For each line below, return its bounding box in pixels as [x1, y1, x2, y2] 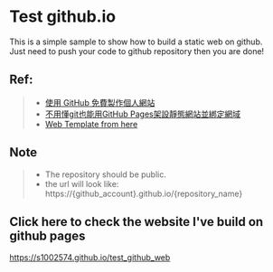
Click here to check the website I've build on [9, 214, 264, 230]
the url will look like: [44, 178, 119, 189]
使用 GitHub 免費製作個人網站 [44, 97, 155, 108]
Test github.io [9, 6, 116, 27]
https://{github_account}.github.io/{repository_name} [44, 188, 243, 199]
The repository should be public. [44, 169, 167, 180]
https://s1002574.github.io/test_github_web [9, 252, 171, 263]
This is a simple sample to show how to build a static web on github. [9, 36, 263, 47]
